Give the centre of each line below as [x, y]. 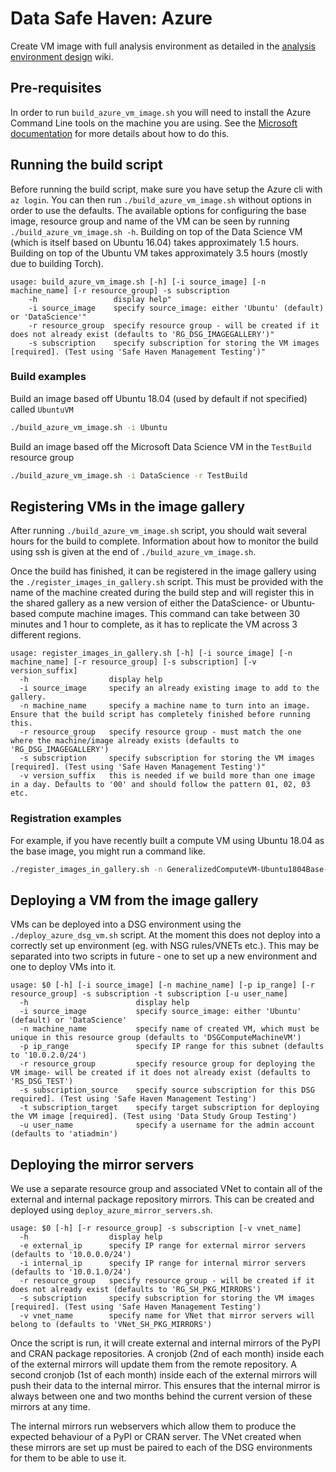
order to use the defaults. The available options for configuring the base [158, 210]
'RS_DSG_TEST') [42, 1082]
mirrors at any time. [50, 1407]
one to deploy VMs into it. [63, 967]
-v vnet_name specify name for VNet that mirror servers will [167, 1316]
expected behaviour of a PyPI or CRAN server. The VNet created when [156, 1437]
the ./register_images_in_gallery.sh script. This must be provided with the [167, 582]
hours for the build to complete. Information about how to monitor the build [164, 541]
